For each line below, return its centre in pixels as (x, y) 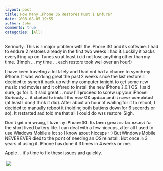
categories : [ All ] (24, 32)
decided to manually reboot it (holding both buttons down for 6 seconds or (80, 108)
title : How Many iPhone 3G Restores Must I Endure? (59, 14)
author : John (18, 23)
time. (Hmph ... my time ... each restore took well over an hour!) (69, 62)
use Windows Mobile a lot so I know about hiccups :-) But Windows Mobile (80, 133)
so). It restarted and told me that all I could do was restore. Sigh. (70, 113)
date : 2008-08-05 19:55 (29, 19)
